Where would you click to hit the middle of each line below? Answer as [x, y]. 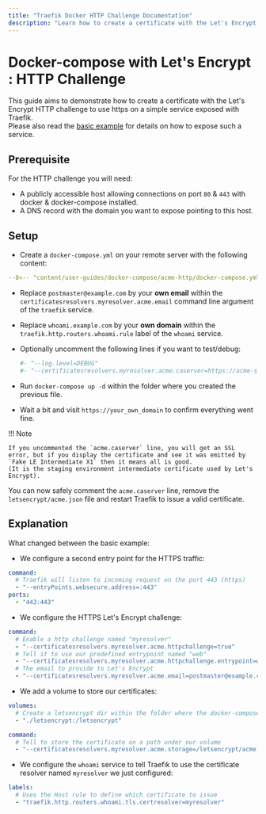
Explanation [38, 524]
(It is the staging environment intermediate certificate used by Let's [131, 468]
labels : [21, 788]
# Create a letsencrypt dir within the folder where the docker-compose [138, 713]
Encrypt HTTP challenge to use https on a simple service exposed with [124, 109]
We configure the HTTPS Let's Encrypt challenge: [101, 617]
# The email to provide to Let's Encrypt [85, 669]
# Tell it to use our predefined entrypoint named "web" [111, 654]
